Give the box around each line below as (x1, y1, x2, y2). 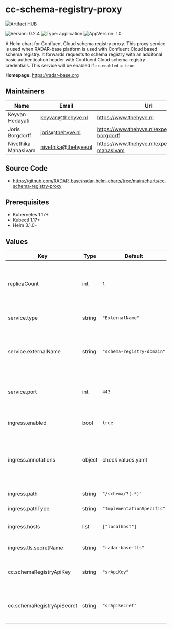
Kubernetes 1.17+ (12, 212, 49, 218)
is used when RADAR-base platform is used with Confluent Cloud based (5, 46, 158, 52)
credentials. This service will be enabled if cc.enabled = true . (5, 62, 136, 68)
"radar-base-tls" (102, 544, 145, 551)
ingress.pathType (8, 505, 50, 512)
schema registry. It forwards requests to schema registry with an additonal (5, 51, 162, 57)
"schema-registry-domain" (102, 349, 166, 354)
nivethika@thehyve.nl (40, 143, 93, 151)
